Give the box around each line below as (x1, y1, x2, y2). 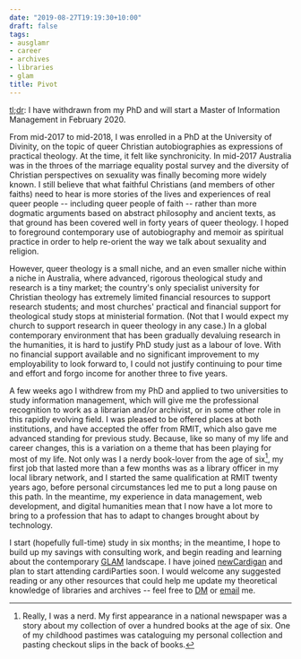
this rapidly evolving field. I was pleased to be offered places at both (9, 413, 262, 424)
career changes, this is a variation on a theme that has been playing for (9, 442, 271, 453)
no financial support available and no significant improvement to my (9, 349, 260, 360)
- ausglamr (9, 38, 50, 48)
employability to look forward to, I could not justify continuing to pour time (9, 358, 282, 369)
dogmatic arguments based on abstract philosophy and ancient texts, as (9, 207, 276, 218)
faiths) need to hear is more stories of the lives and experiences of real (9, 188, 271, 199)
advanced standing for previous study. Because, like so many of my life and (9, 432, 289, 444)
